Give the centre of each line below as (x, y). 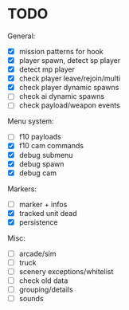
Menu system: (31, 121)
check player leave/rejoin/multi (70, 78)
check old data (43, 281)
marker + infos (43, 204)
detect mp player (47, 69)
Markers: (22, 189)
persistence (38, 222)
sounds (31, 299)
